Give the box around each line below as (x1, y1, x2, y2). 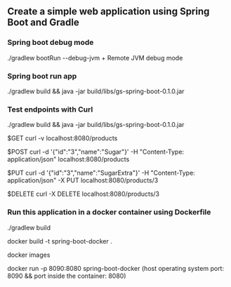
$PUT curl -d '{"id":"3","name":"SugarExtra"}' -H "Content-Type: (7, 168, 195, 178)
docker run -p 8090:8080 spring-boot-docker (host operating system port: (7, 264, 225, 272)
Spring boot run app (7, 71, 77, 81)
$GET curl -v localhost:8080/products (7, 134, 118, 142)
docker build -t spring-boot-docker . (7, 236, 112, 245)
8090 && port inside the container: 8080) (7, 272, 126, 280)
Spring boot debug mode (7, 38, 94, 48)
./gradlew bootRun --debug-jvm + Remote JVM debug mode (7, 53, 183, 62)
